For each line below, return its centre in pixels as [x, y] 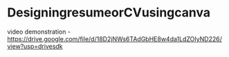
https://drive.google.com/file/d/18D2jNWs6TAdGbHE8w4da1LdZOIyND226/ [115, 38]
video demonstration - [39, 32]
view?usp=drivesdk [35, 46]
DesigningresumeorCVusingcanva [109, 13]
